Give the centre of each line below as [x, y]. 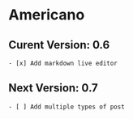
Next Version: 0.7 [54, 88]
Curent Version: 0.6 [59, 45]
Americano [47, 15]
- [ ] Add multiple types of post [67, 107]
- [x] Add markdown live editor [63, 63]
